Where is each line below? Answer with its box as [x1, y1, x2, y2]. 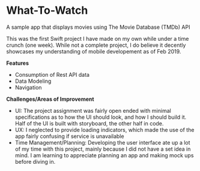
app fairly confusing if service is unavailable [14, 133, 124, 140]
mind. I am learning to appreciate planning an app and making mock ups [14, 151, 194, 159]
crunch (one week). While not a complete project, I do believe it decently [6, 41, 186, 49]
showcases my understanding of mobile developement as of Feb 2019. [6, 47, 181, 55]
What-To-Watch [6, 4, 88, 17]
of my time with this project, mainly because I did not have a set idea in [14, 145, 191, 152]
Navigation [14, 83, 42, 91]
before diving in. [14, 158, 56, 165]
